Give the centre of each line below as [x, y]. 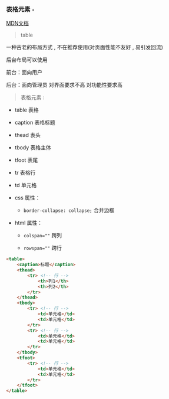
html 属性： [29, 223]
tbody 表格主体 [33, 148]
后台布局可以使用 [27, 60]
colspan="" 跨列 [43, 236]
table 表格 [27, 110]
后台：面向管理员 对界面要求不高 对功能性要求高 [64, 85]
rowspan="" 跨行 [43, 248]
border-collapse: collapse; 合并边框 [69, 210]
